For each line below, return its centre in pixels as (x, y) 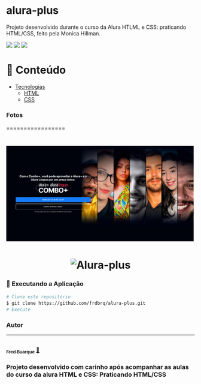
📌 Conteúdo (36, 70)
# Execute (19, 310)
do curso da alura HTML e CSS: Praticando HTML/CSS (86, 374)
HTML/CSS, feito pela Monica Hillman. (53, 33)
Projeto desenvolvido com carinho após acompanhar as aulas (98, 367)
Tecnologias (30, 86)
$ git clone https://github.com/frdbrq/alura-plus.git (76, 304)
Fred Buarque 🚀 (23, 351)
